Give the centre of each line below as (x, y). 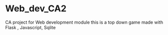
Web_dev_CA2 (36, 9)
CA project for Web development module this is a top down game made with (84, 22)
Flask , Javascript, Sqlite (31, 27)
